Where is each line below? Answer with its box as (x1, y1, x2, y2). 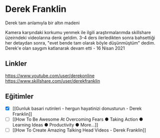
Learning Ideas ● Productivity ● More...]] (12, 122, 98, 128)
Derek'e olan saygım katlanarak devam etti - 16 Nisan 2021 (5, 45, 125, 51)
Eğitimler (5, 92, 34, 101)
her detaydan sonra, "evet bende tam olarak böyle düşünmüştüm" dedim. (5, 40, 156, 46)
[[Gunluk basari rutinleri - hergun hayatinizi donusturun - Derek (12, 105, 142, 111)
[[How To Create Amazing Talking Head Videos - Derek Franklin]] (12, 127, 147, 133)
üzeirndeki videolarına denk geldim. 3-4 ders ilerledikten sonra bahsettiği (5, 35, 156, 41)
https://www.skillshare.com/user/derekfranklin (5, 78, 100, 84)
